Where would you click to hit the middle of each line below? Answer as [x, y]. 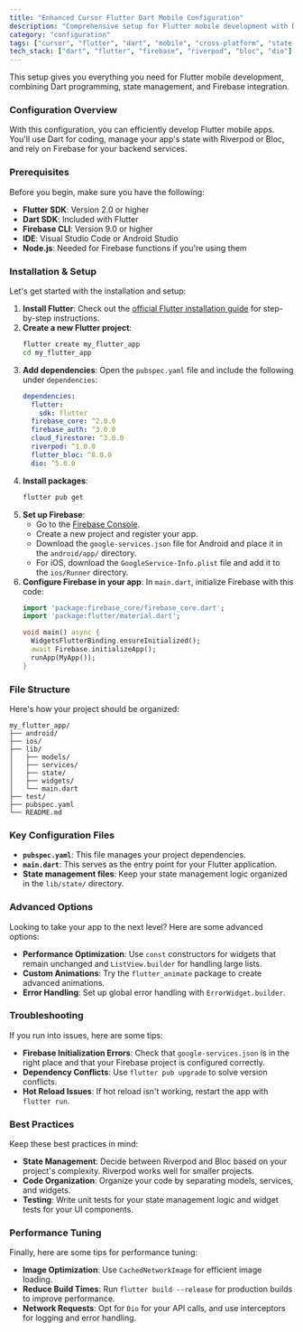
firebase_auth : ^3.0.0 [73, 430]
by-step [37, 318]
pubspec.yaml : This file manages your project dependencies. [134, 855]
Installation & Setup [53, 271]
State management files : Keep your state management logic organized [155, 874]
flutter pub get [53, 497]
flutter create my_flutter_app [81, 344]
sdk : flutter [64, 413]
